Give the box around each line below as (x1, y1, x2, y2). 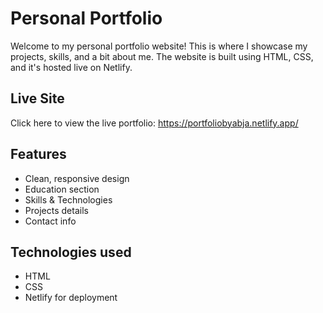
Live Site (10, 90, 65, 107)
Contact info (24, 215, 77, 227)
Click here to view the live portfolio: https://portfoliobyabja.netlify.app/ (10, 117, 299, 129)
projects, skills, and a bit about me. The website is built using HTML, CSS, (10, 50, 314, 62)
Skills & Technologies (24, 193, 113, 206)
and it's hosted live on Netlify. (10, 61, 133, 73)
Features (10, 146, 67, 163)
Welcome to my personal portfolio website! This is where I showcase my (10, 40, 308, 52)
